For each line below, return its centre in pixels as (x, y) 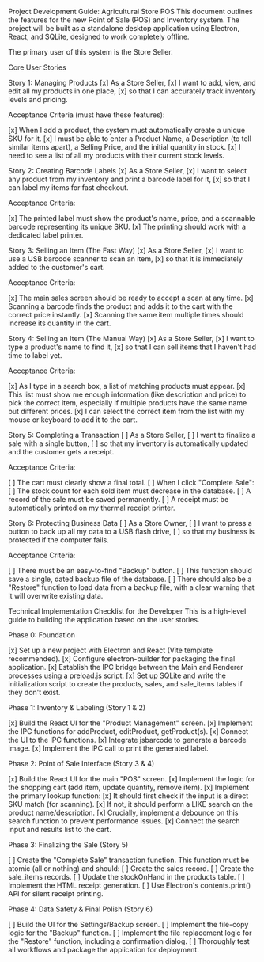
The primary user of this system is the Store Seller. (91, 52)
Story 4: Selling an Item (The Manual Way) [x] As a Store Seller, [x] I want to (131, 338)
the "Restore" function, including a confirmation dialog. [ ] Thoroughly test (129, 941)
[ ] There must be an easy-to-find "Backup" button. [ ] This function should (130, 570)
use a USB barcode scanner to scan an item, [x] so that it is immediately (125, 259)
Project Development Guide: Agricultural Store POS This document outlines (130, 11)
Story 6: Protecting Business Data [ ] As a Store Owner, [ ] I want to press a (130, 523)
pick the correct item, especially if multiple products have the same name (128, 403)
